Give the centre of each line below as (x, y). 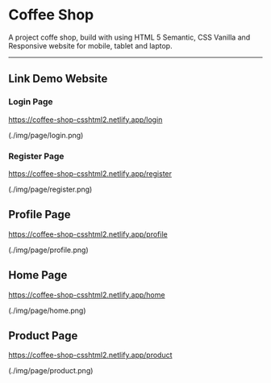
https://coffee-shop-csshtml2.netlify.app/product (90, 355)
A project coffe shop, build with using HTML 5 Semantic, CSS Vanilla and (129, 37)
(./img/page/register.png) (50, 189)
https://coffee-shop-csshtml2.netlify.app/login (85, 120)
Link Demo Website (58, 79)
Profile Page (40, 215)
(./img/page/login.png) (46, 135)
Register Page (36, 156)
